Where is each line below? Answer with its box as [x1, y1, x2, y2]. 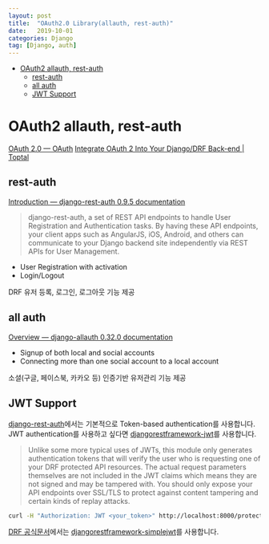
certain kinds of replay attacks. [27, 496, 130, 505]
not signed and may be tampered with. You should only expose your [27, 479, 253, 489]
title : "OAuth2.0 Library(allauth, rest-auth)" [8, 19, 174, 27]
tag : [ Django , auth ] [8, 42, 78, 50]
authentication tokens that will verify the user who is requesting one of [27, 453, 261, 463]
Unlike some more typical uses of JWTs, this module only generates [27, 445, 253, 454]
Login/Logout [19, 270, 65, 280]
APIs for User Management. [27, 246, 120, 256]
